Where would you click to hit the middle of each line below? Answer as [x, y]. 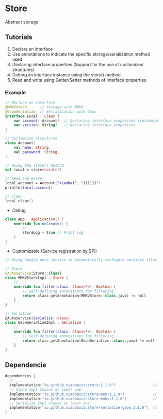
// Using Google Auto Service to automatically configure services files [81, 260]
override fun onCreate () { [41, 224]
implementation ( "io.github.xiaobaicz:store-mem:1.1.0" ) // [83, 394]
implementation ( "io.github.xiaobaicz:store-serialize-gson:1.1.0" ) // [83, 408]
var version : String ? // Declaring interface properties [75, 125]
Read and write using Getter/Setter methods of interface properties [79, 80]
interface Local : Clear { [32, 116]
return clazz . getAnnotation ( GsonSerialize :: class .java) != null [89, 341]
